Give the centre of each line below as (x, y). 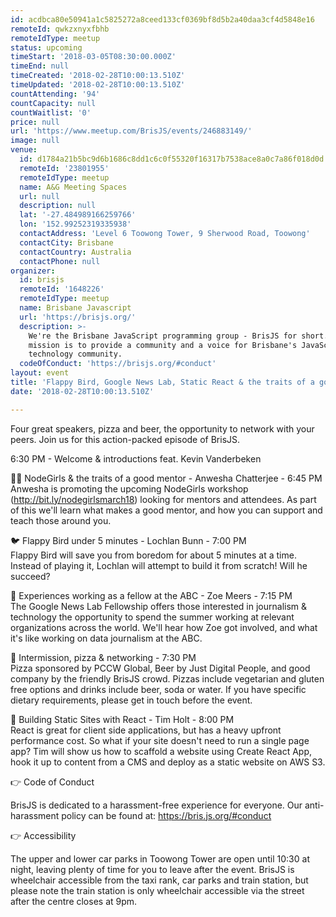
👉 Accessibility (43, 835)
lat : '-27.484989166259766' (78, 215)
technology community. (75, 354)
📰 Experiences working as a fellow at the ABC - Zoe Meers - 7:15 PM (151, 595)
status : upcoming (46, 47)
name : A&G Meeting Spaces (73, 187)
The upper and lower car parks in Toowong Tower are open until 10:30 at (160, 858)
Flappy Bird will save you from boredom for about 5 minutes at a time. (153, 555)
